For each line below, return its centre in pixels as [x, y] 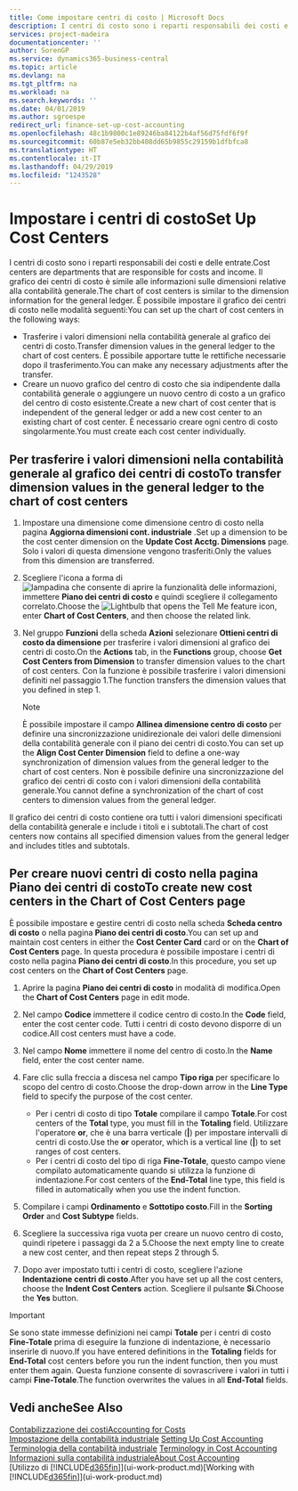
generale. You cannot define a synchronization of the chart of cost [143, 791]
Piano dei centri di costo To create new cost [131, 888]
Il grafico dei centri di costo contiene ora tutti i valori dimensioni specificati [146, 817]
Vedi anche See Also [66, 1408]
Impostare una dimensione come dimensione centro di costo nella [143, 523]
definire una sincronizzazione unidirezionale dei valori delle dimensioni [152, 733]
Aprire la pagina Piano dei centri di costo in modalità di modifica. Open [151, 987]
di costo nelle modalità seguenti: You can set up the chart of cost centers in [147, 310]
